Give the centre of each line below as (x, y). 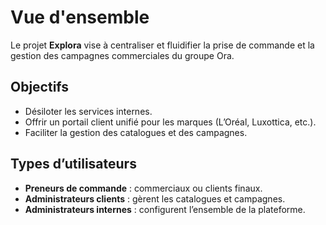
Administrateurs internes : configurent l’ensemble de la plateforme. (165, 209)
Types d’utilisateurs (73, 164)
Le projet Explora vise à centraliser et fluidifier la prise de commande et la (162, 45)
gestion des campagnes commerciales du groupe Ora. (122, 55)
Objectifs (40, 87)
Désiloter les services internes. (88, 111)
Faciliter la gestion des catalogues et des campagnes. (136, 132)
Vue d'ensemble (80, 17)
